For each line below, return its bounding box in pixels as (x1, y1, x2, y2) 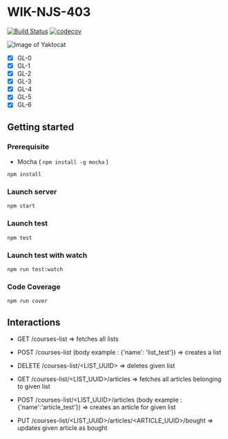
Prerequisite (7, 142, 50, 151)
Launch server (7, 187, 57, 196)
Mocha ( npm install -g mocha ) (17, 158, 109, 166)
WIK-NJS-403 (7, 4, 91, 20)
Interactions (7, 316, 61, 328)
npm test (7, 234, 32, 241)
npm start (7, 203, 36, 209)
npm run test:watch (7, 265, 64, 273)
